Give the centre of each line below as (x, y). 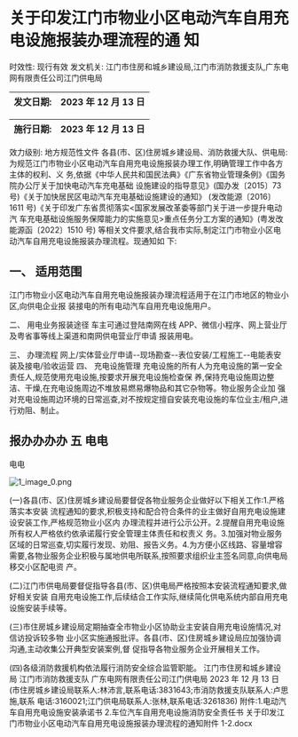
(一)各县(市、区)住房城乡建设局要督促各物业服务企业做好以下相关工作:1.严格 (147, 500)
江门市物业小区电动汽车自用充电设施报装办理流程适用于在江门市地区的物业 (145, 295)
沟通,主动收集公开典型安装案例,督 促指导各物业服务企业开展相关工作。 (137, 648)
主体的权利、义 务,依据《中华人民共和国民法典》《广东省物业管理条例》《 (140, 174)
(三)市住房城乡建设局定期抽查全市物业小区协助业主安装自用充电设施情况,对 (145, 626)
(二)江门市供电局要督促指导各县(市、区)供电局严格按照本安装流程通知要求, (144, 585)
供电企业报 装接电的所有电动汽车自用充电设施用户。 (121, 305)
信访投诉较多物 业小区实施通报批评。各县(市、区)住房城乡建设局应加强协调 (145, 638)
